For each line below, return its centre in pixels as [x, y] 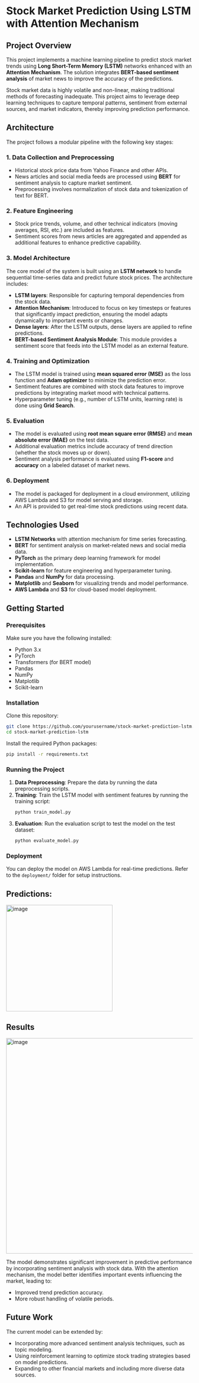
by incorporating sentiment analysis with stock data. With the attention [92, 1268]
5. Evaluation [25, 421]
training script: [32, 801]
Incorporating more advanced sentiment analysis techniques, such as [99, 1343]
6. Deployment [28, 481]
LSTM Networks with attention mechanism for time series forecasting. [101, 539]
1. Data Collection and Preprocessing [60, 157]
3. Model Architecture [38, 258]
